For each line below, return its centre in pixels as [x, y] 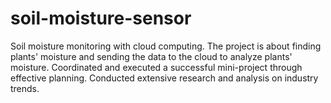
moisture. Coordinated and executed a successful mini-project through [156, 67]
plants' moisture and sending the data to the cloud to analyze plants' [151, 56]
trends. [25, 88]
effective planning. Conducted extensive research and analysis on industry [164, 78]
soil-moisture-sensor [101, 18]
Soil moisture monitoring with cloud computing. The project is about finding [166, 46]
